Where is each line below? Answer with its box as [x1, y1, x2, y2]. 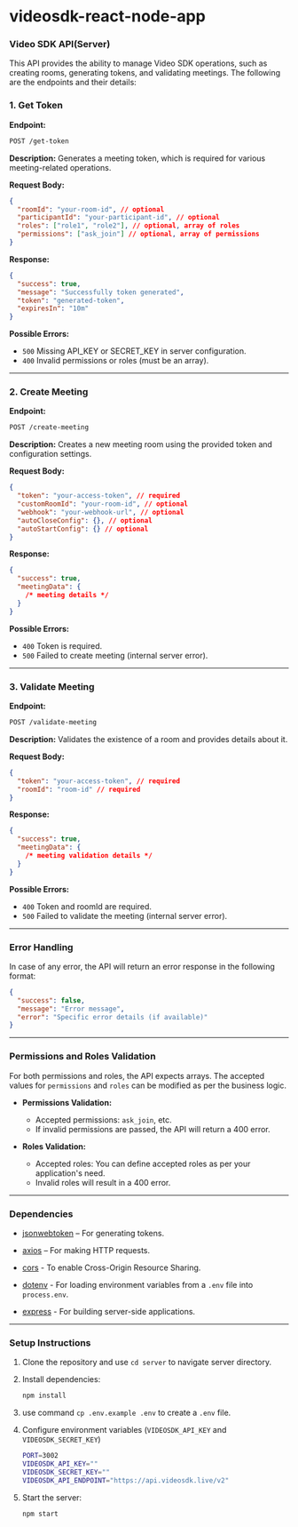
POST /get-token [9, 136, 69, 146]
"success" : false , [17, 995, 86, 1005]
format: [9, 971, 36, 981]
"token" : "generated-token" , [17, 296, 125, 305]
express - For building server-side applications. [21, 1306, 196, 1316]
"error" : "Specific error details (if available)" [17, 1012, 208, 1021]
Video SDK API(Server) [9, 38, 111, 51]
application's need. [35, 1167, 106, 1179]
